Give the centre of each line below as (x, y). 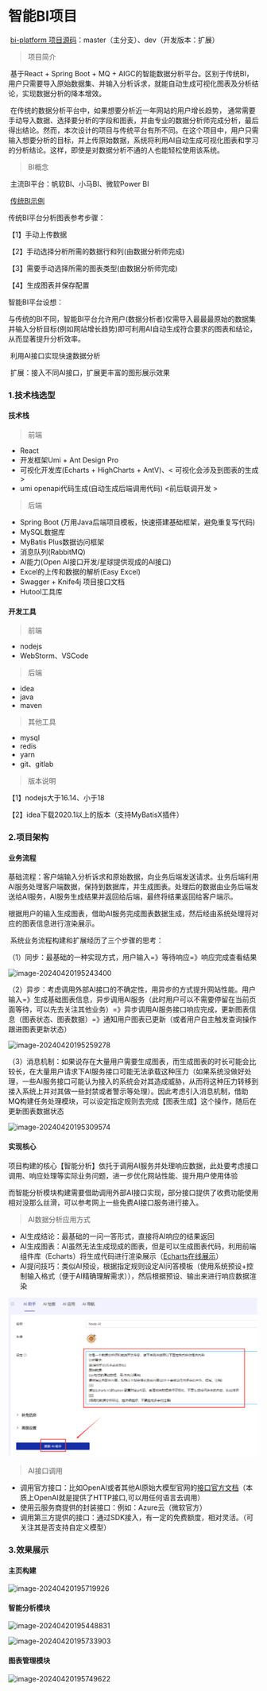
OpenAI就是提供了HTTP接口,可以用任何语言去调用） (119, 1497)
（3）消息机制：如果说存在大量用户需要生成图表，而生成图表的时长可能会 (129, 1062)
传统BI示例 (27, 200)
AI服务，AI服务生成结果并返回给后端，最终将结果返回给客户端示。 (130, 897)
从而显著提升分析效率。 (46, 339)
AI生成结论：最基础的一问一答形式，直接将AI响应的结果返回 (117, 1236)
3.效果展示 (29, 1550)
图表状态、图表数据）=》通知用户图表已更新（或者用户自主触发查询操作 (139, 1020)
